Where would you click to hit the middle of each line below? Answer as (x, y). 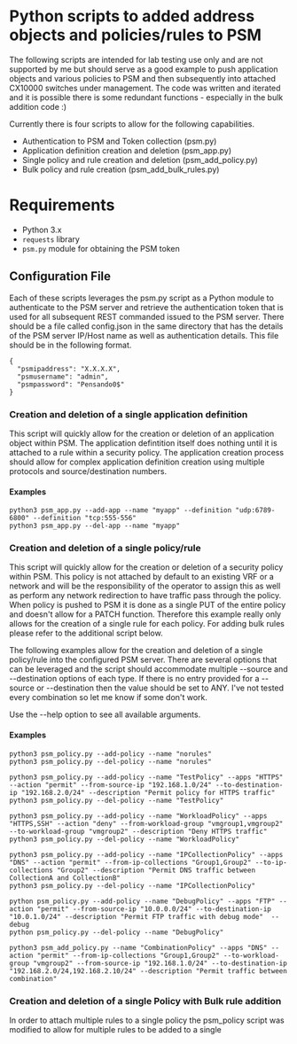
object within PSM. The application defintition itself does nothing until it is (143, 443)
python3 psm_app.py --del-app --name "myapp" (94, 526)
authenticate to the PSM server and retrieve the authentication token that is (146, 307)
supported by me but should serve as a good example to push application (144, 69)
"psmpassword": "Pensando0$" (71, 384)
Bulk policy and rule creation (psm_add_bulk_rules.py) (121, 169)
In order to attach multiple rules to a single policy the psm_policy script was (147, 1020)
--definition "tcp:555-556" (85, 518)
